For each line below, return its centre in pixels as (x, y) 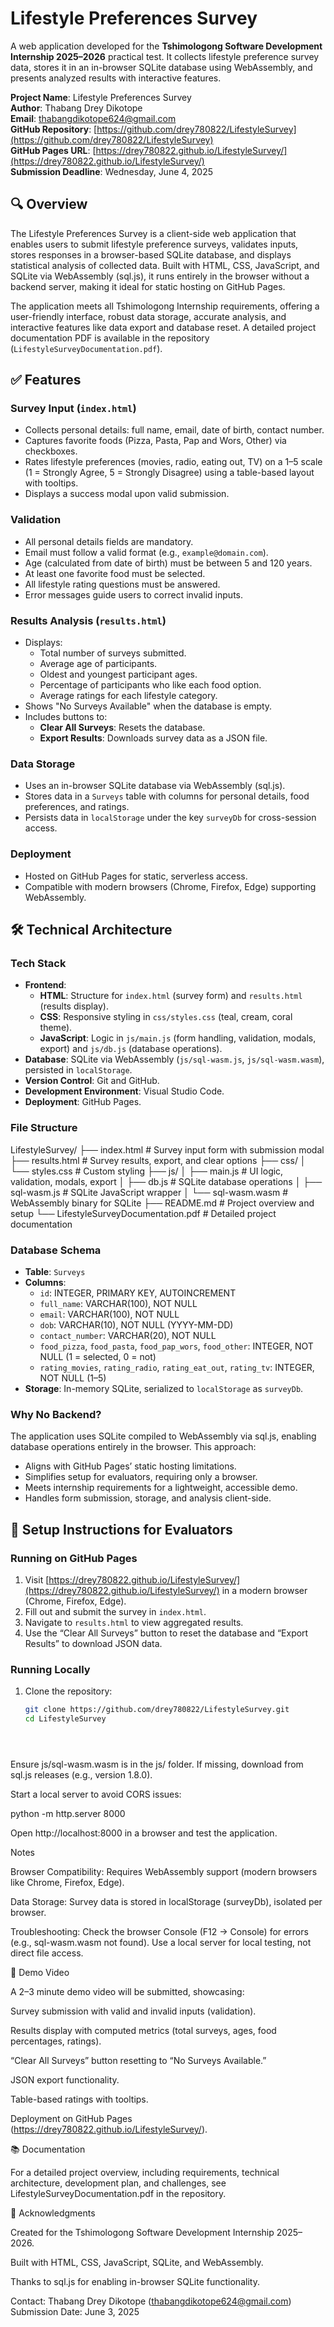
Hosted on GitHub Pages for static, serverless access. (136, 876)
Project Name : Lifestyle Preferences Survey (101, 97)
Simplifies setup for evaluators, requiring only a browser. (141, 1477)
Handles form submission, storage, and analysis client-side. (148, 1498)
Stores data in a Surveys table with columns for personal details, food (167, 796)
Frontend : (45, 985)
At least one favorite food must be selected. (115, 573)
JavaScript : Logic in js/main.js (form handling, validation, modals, (178, 1038)
